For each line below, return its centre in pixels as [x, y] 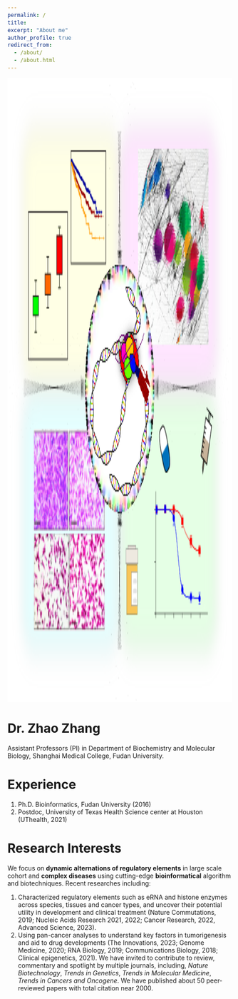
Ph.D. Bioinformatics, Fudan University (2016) [84, 804]
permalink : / [27, 15]
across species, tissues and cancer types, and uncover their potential [120, 904]
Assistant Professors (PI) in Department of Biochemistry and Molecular [112, 748]
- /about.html [35, 61]
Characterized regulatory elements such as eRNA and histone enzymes [123, 897]
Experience [42, 784]
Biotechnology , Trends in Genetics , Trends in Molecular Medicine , [114, 973]
